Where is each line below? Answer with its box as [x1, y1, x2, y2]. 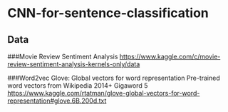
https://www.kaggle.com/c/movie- [119, 52, 221, 61]
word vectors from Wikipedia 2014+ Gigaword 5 [7, 81, 148, 90]
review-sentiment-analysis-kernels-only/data [7, 60, 140, 68]
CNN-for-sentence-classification [7, 5, 209, 21]
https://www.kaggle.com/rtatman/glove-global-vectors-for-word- [7, 89, 200, 97]
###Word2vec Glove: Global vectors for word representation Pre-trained [7, 73, 221, 82]
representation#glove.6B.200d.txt [7, 96, 107, 105]
